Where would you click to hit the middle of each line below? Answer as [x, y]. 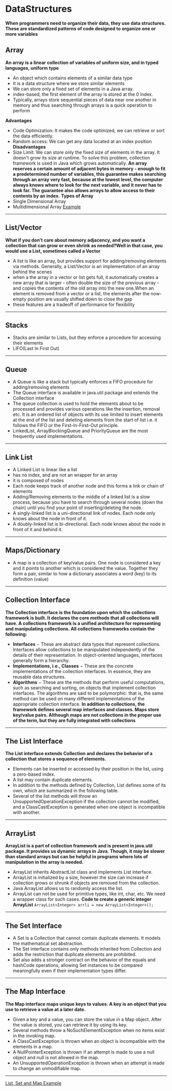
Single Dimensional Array [39, 201]
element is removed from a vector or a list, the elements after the [81, 293]
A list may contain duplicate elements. [53, 780]
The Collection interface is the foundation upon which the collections [81, 612]
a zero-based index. [34, 774]
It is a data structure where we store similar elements [69, 83]
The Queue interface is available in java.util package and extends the [85, 393]
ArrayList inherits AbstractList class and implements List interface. [82, 872]
